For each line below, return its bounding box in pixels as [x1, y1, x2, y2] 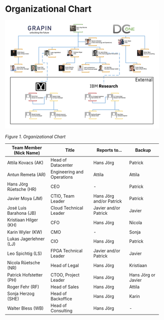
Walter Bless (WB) [7, 305, 44, 311]
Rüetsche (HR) [7, 186, 37, 192]
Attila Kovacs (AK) [7, 160, 44, 165]
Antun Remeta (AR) [7, 171, 46, 177]
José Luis [7, 205, 27, 211]
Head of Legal [50, 262, 79, 268]
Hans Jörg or [129, 272, 156, 277]
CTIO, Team [50, 193, 75, 199]
